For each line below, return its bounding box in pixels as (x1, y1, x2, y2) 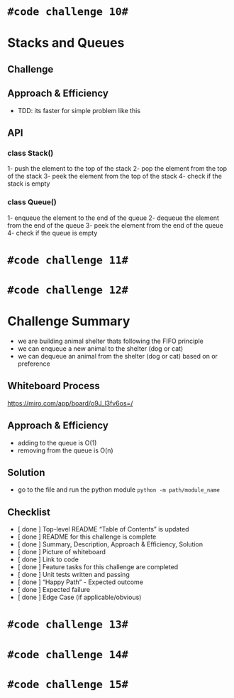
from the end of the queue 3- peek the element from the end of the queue (7, 221, 223, 229)
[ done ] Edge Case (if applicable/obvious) (17, 593, 142, 602)
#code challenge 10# (7, 5, 129, 18)
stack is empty (7, 179, 50, 188)
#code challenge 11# (7, 253, 129, 267)
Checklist (7, 506, 51, 518)
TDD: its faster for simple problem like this (17, 106, 140, 115)
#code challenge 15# (7, 677, 129, 691)
